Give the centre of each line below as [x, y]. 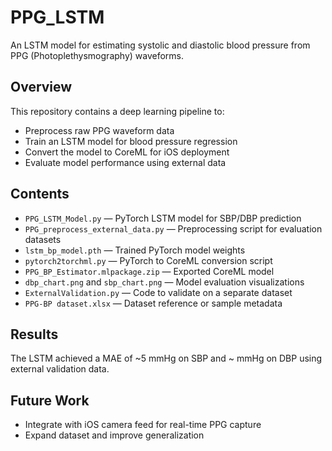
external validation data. [60, 369]
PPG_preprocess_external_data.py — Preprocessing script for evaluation [173, 228]
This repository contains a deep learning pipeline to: [117, 111]
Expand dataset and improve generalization [114, 435]
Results [34, 334]
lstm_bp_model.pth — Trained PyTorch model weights [135, 250]
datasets [43, 239]
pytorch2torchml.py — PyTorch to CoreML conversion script [148, 260]
